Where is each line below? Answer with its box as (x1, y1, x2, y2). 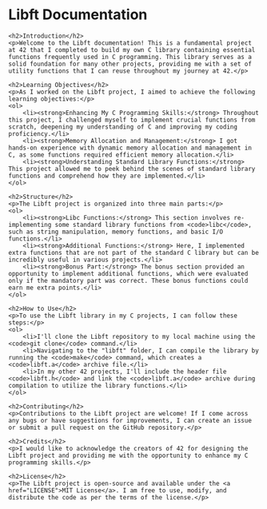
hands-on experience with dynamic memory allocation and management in (8, 144, 252, 152)
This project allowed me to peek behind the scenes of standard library (8, 165, 256, 173)
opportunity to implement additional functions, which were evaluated (8, 269, 249, 277)
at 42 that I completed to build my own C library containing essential (8, 46, 256, 54)
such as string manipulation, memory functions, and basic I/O (8, 228, 224, 236)
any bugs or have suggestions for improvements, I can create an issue (8, 416, 252, 424)
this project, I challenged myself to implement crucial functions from (8, 116, 256, 124)
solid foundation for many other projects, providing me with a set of (8, 60, 252, 68)
